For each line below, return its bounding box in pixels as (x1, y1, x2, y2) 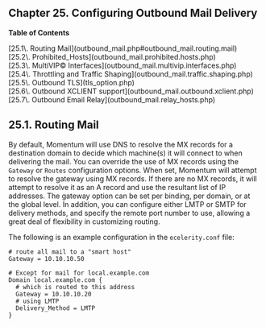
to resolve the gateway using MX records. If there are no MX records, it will (8, 173, 258, 184)
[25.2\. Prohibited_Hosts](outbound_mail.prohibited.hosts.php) (8, 52, 216, 61)
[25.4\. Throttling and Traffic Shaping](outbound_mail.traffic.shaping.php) (8, 68, 254, 79)
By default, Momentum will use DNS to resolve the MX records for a (8, 139, 234, 149)
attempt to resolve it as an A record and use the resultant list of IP (8, 182, 227, 192)
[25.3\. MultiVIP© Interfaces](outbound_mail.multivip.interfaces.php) (8, 60, 237, 70)
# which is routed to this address (15, 283, 135, 291)
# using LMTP (15, 297, 60, 305)
